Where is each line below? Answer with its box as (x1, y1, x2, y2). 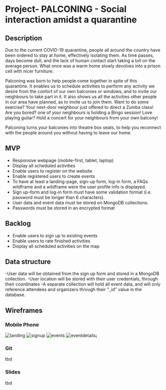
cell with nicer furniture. (5, 68, 54, 74)
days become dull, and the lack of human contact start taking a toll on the (5, 58, 156, 63)
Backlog (5, 219, 31, 228)
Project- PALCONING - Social (5, 3, 127, 15)
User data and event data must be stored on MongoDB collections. (12, 199, 149, 205)
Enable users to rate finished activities (12, 238, 91, 244)
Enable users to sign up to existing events (12, 232, 98, 238)
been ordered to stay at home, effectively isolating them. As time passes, (5, 52, 155, 58)
